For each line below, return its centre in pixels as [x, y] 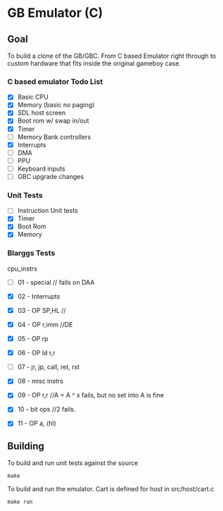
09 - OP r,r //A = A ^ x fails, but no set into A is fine [90, 395]
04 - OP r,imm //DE [45, 325]
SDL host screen [42, 113]
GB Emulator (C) [55, 13]
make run [20, 502]
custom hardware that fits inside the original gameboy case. [94, 63]
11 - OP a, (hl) [37, 424]
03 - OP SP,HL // [42, 310]
